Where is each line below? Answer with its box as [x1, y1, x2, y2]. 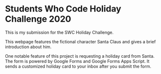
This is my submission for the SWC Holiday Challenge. [5, 29, 114, 35]
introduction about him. [5, 44, 52, 49]
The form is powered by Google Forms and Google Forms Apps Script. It [5, 58, 150, 64]
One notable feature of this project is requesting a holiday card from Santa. [5, 53, 155, 59]
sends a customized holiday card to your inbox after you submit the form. [5, 63, 151, 69]
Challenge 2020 [5, 13, 71, 25]
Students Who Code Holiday [5, 3, 121, 14]
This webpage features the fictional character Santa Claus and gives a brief [5, 38, 156, 44]
